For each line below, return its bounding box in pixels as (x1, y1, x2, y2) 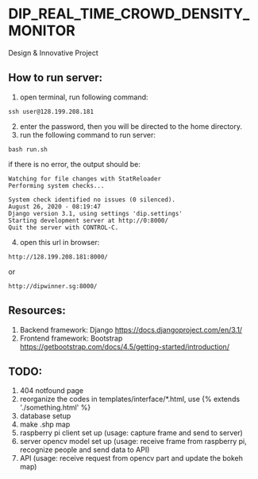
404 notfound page (19, 386, 84, 395)
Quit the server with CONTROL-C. (8, 224, 119, 232)
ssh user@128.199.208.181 (8, 107, 94, 115)
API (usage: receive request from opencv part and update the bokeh (19, 454, 244, 463)
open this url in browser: (19, 237, 100, 247)
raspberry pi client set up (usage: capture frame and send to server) (19, 428, 244, 438)
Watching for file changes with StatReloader (8, 174, 161, 183)
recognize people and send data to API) (19, 445, 150, 454)
